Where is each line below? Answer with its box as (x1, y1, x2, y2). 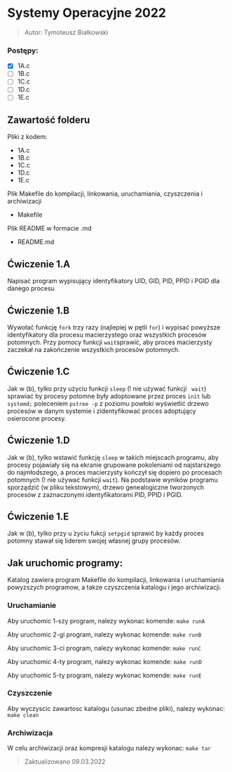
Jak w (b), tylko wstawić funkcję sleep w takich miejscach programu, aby (7, 453, 219, 461)
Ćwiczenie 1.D (7, 435, 70, 447)
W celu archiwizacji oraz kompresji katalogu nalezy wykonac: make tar (7, 744, 212, 752)
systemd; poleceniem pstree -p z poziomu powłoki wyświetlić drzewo (7, 399, 209, 407)
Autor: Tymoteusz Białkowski (24, 28, 109, 36)
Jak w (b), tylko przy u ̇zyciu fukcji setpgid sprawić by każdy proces (7, 529, 205, 538)
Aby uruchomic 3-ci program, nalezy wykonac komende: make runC (7, 644, 202, 652)
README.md (17, 238, 55, 246)
